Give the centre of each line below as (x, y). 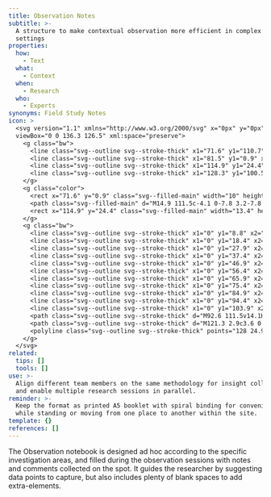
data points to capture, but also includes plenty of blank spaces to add (125, 477)
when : (25, 83)
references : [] (34, 428)
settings (30, 38)
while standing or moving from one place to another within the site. (137, 413)
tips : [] (30, 361)
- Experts (40, 106)
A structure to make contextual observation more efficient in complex (139, 31)
